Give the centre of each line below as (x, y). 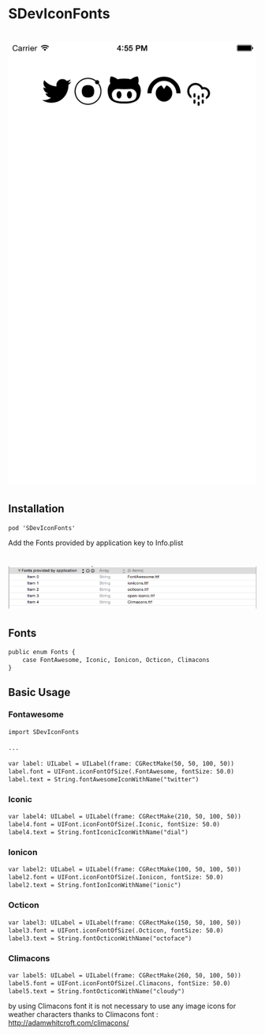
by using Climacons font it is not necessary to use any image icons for (122, 1006)
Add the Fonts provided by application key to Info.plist (96, 543)
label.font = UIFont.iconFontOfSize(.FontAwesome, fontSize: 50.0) (121, 771)
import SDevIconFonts (44, 732)
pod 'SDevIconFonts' (42, 528)
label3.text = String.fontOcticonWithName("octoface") (100, 938)
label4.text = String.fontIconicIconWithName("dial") (99, 833)
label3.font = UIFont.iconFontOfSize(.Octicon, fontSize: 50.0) (116, 930)
